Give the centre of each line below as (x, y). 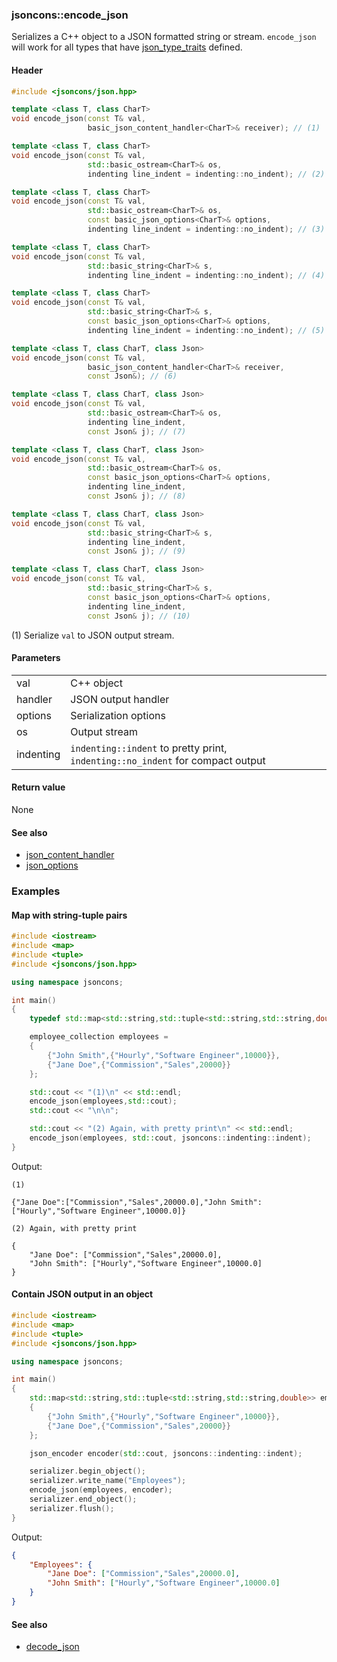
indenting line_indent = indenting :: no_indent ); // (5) (206, 330)
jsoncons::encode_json (70, 15)
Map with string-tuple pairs (69, 915)
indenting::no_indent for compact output (168, 760)
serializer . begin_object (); (87, 1471)
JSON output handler (120, 699)
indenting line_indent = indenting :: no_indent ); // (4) (206, 275)
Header (27, 70)
